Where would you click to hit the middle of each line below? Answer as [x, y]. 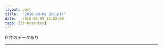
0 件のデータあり [22, 37]
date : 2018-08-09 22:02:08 [34, 18]
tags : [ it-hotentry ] [26, 23]
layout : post [18, 9]
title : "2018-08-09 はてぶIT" [36, 14]
